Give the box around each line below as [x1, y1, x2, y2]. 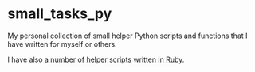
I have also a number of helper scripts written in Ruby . [7, 55, 185, 64]
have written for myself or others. [7, 39, 117, 48]
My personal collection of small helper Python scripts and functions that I [7, 31, 248, 40]
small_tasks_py [7, 5, 112, 23]
